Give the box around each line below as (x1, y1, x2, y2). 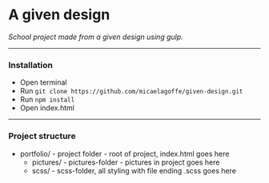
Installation (8, 59, 54, 70)
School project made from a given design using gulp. (8, 32, 184, 42)
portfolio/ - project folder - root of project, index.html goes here (19, 149, 230, 158)
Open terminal (19, 78, 67, 87)
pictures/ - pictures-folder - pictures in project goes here (31, 157, 220, 167)
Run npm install (19, 94, 75, 105)
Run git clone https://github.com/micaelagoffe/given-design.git (19, 86, 243, 96)
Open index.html (19, 103, 74, 113)
